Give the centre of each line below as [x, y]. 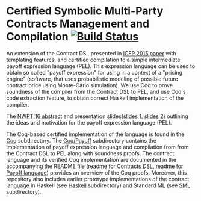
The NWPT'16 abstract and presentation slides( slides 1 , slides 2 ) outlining [97, 116]
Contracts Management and [78, 24]
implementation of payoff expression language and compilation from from [97, 147]
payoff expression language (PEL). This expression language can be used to [101, 66]
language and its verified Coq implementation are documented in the [91, 159]
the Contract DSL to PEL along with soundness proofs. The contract [90, 153]
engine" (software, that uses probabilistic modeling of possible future [92, 79]
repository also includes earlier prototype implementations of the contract [98, 179]
